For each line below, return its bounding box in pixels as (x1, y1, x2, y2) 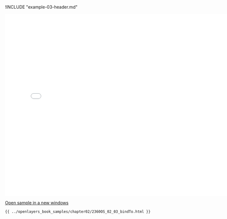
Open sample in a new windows (5, 200, 69, 205)
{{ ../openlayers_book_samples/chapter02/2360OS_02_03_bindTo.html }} (5, 209, 151, 214)
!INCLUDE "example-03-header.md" (5, 4, 78, 10)
